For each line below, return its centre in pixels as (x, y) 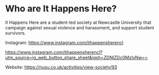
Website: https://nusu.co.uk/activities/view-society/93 (61, 67)
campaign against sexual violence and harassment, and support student (80, 27)
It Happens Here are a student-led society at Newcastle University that (78, 22)
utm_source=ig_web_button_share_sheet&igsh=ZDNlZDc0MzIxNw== (76, 57)
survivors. (16, 33)
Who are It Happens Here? (61, 9)
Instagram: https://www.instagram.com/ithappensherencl (64, 42)
